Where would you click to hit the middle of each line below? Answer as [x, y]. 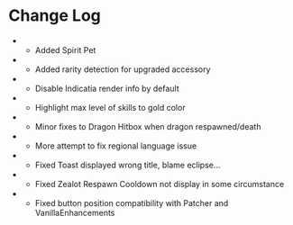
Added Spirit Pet [65, 49]
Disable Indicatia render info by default [107, 88]
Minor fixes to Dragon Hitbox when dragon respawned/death [148, 126]
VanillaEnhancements [75, 212]
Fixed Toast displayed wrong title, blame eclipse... [128, 165]
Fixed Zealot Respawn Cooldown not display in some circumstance [160, 184]
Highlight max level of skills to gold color [110, 107]
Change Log [55, 16]
